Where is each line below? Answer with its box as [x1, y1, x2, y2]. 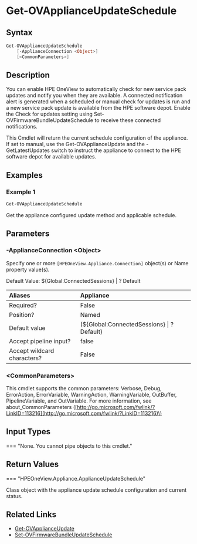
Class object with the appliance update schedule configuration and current [6, 486, 187, 494]
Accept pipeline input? [9, 337, 71, 345]
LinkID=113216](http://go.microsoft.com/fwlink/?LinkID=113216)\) [6, 410, 162, 417]
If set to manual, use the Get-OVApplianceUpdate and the [6, 141, 145, 148]
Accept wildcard [9, 346, 55, 354]
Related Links [6, 509, 57, 519]
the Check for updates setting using [6, 110, 93, 118]
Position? [9, 310, 35, 319]
